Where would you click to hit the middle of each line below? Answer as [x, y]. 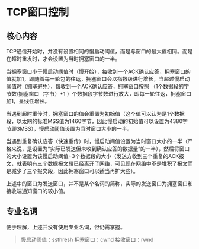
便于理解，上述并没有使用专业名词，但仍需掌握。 [66, 227]
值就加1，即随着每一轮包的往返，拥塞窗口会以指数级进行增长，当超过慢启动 [98, 79]
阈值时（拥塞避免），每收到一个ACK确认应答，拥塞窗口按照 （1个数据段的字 [98, 86]
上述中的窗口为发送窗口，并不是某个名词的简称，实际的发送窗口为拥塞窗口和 [99, 184]
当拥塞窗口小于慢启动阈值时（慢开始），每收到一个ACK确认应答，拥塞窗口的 [98, 71]
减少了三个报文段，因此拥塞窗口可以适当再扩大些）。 [75, 171]
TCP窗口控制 [38, 12]
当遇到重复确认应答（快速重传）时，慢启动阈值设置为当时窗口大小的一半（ [97, 141]
